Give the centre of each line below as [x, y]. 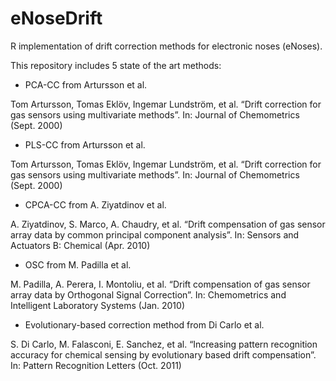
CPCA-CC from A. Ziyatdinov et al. [95, 204]
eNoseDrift [56, 18]
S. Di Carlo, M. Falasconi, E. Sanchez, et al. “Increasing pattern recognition [164, 344]
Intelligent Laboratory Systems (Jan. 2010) [97, 305]
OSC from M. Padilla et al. [78, 264]
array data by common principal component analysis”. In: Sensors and [155, 234]
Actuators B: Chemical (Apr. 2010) [80, 245]
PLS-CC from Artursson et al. [85, 144]
